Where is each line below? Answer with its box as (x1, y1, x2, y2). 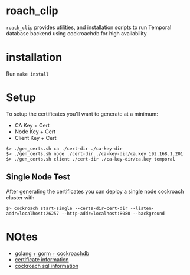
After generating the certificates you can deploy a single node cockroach (6, 188, 184, 195)
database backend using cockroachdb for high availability (6, 30, 147, 37)
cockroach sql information (14, 262, 78, 269)
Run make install (6, 70, 49, 77)
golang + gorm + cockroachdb (14, 250, 90, 257)
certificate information (14, 256, 69, 263)
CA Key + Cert (14, 122, 50, 129)
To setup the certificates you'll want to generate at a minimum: (6, 110, 158, 117)
